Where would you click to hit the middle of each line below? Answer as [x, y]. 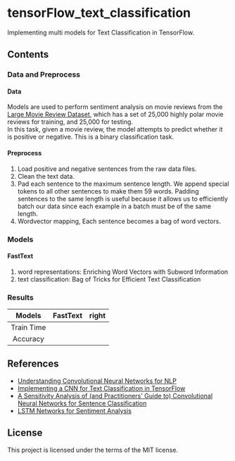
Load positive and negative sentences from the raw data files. [107, 169]
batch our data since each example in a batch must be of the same [114, 206]
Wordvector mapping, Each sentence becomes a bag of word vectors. [119, 221]
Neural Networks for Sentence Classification [82, 403]
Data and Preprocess [44, 75]
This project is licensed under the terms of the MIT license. [93, 450]
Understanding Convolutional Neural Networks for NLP [97, 381]
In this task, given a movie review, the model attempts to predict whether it [115, 130]
